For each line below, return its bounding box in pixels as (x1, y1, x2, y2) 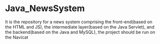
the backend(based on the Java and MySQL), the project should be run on (5, 29, 156, 35)
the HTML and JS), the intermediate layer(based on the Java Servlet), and (5, 24, 155, 29)
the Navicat (5, 34, 28, 40)
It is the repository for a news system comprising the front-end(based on (5, 19, 153, 25)
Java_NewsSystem (5, 3, 85, 14)
